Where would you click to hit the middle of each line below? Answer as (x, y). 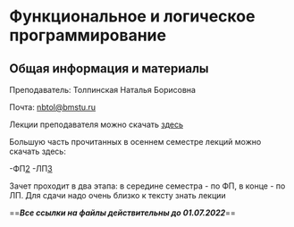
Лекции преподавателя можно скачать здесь (97, 124)
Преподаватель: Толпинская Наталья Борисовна (103, 90)
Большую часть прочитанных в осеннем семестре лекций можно (135, 142)
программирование (88, 35)
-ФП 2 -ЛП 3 (31, 168)
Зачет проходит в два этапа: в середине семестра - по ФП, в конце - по (147, 186)
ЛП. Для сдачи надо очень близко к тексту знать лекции (118, 195)
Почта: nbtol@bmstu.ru (53, 107)
